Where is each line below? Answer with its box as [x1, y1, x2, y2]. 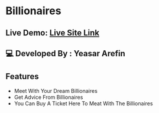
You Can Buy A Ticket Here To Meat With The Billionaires [14, 99, 153, 107]
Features [5, 72, 39, 82]
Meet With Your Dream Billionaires [14, 87, 98, 94]
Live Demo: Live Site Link [5, 28, 100, 38]
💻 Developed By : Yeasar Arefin [5, 49, 125, 59]
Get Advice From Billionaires [14, 93, 83, 101]
